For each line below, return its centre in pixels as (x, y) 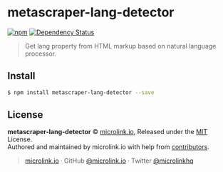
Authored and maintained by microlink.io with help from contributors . (109, 147)
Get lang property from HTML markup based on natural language (120, 46)
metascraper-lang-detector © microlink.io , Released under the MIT (108, 132)
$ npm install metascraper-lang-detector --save (81, 92)
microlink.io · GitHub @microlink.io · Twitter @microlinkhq (109, 161)
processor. (41, 54)
